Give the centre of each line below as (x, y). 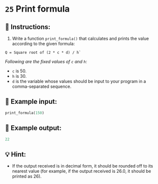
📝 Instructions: (28, 27)
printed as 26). (27, 176)
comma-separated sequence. (42, 86)
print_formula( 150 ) (25, 113)
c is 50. (19, 71)
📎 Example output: (33, 128)
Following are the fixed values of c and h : (46, 61)
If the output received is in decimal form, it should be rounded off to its (83, 166)
